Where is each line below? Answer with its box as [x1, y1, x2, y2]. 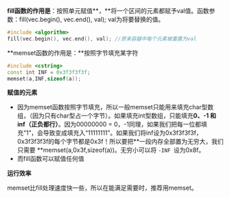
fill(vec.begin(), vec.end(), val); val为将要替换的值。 [19, 15, 165, 23]
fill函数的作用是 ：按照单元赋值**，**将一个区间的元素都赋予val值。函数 [7, 7, 209, 14]
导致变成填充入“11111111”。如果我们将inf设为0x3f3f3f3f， [43, 129, 203, 137]
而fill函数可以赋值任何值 [16, 155, 84, 163]
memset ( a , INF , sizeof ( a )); [7, 75, 81, 82]
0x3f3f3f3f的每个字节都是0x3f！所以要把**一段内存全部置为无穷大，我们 [16, 137, 224, 146]
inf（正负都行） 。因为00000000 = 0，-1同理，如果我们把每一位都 [16, 120, 201, 129]
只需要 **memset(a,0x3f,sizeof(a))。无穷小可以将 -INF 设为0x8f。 [16, 146, 205, 154]
